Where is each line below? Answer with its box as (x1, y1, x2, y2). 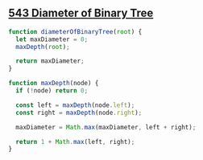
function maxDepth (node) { (8, 80, 99, 88)
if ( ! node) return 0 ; (15, 87, 89, 95)
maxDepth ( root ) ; (15, 43, 70, 51)
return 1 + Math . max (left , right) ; (15, 137, 135, 146)
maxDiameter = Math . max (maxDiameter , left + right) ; (15, 123, 197, 131)
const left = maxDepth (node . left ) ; (15, 101, 135, 109)
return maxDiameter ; (15, 57, 85, 65)
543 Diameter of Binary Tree (8, 6, 154, 20)
